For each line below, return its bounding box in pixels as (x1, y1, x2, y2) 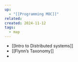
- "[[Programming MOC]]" (9, 12, 59, 16)
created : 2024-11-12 (4, 20, 47, 26)
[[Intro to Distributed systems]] (11, 43, 74, 48)
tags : (4, 25, 16, 30)
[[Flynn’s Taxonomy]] (11, 48, 54, 54)
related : (4, 16, 22, 21)
